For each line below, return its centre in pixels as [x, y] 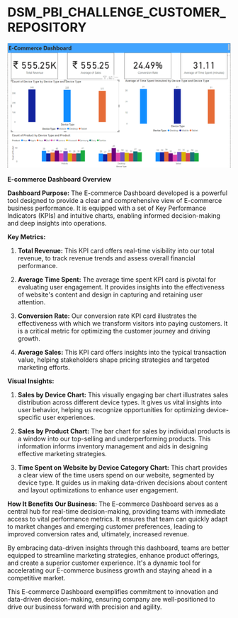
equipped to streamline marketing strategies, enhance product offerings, [113, 555]
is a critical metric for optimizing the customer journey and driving [114, 331]
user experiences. [69, 417]
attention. [32, 302]
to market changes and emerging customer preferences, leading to [105, 526]
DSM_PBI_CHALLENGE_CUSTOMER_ [117, 12]
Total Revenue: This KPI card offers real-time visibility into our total [116, 250]
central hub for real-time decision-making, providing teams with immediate [117, 511]
